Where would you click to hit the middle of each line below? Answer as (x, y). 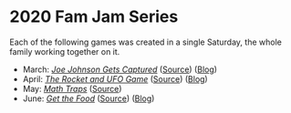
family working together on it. (65, 51)
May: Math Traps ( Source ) (72, 88)
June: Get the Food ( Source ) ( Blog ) (88, 98)
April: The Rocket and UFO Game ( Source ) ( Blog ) (115, 78)
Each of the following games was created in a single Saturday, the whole (146, 42)
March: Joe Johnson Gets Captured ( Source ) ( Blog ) (120, 69)
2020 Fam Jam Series (94, 17)
